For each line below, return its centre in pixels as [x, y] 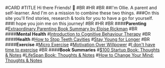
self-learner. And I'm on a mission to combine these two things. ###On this [82, 13]
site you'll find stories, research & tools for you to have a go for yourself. [79, 18]
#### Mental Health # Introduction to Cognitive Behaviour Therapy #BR [78, 34]
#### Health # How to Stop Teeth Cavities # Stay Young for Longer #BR [78, 39]
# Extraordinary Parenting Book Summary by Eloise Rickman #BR [71, 29]
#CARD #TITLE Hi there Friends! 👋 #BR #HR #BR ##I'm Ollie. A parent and [81, 8]
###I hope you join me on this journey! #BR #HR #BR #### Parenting [76, 23]
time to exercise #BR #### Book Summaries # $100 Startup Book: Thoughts [82, 50]
